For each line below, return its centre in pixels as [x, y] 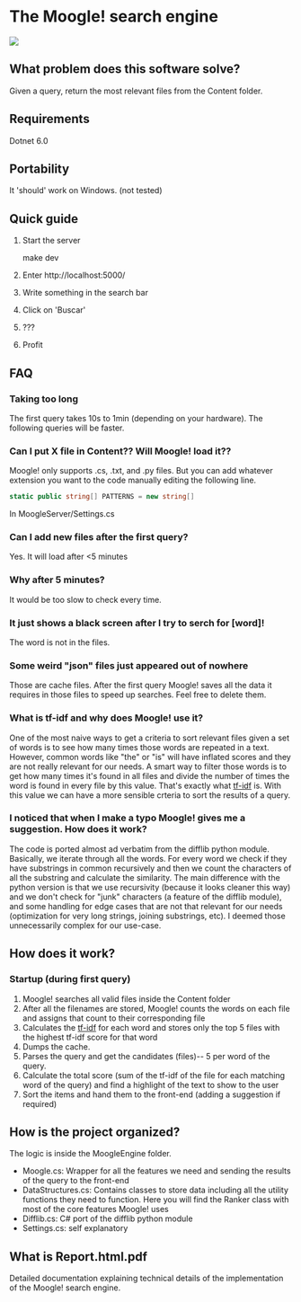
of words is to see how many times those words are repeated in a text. [139, 747]
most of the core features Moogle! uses [95, 1209]
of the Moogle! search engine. [65, 1288]
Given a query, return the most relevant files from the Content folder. [136, 91]
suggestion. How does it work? [78, 829]
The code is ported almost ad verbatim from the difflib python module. [139, 849]
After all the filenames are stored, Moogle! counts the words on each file [156, 1008]
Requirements [49, 119]
